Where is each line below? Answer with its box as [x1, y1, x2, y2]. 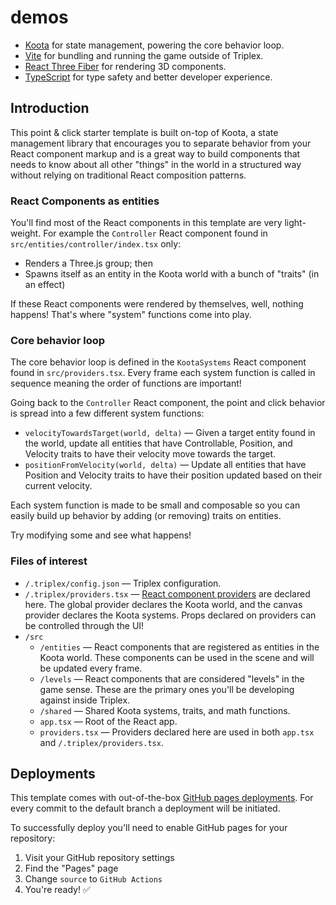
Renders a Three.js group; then [24, 257, 153, 270]
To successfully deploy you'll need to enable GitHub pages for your [10, 822, 288, 834]
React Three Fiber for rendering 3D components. [24, 60, 227, 72]
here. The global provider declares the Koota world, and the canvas [24, 598, 303, 610]
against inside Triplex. [39, 694, 131, 706]
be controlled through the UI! [24, 619, 145, 631]
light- [284, 217, 307, 229]
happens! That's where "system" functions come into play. [10, 309, 252, 321]
